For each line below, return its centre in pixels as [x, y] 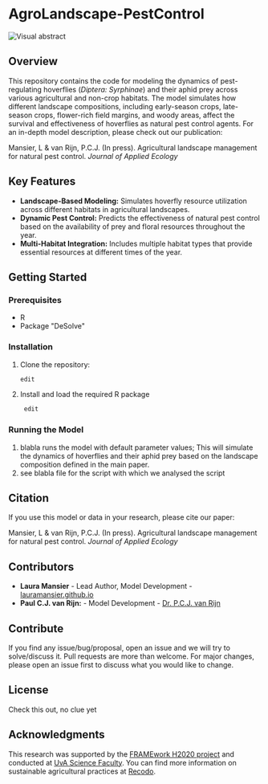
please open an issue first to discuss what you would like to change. [121, 665]
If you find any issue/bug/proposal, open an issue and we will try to [120, 648]
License [28, 690]
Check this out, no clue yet [53, 709]
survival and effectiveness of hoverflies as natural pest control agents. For [131, 123]
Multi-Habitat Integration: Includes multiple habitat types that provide [136, 243]
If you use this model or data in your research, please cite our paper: [122, 517]
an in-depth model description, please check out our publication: [116, 132]
